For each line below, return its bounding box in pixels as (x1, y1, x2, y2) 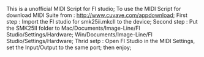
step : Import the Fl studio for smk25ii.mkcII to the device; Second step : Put (6, 18, 198, 25)
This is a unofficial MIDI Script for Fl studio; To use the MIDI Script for (6, 5, 181, 12)
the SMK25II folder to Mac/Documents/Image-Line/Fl (6, 24, 140, 32)
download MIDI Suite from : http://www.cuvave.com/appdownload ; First (6, 12, 188, 19)
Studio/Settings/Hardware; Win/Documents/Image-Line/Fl (6, 31, 153, 38)
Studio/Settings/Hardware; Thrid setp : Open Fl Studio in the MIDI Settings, (6, 38, 195, 44)
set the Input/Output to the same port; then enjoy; (6, 44, 132, 51)
